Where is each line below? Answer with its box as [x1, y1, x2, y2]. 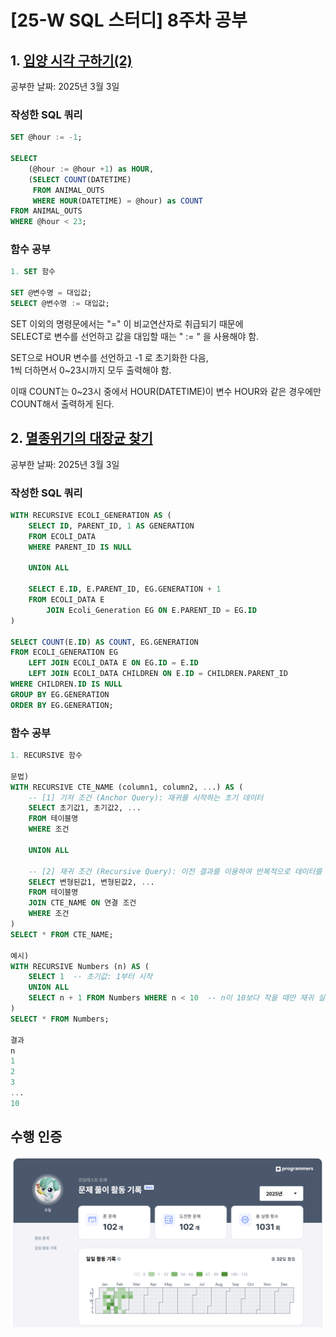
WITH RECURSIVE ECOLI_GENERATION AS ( [10, 511, 172, 521]
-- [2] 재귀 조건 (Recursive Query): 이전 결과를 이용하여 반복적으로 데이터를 [28, 866, 323, 876]
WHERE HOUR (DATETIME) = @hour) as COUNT [32, 196, 203, 206]
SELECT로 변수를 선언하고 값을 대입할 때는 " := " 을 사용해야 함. [10, 330, 260, 342]
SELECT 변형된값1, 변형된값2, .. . [28, 877, 155, 887]
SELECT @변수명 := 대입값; [10, 299, 110, 309]
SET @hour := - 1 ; [10, 132, 83, 143]
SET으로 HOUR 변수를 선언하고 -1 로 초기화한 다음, [10, 351, 209, 363]
